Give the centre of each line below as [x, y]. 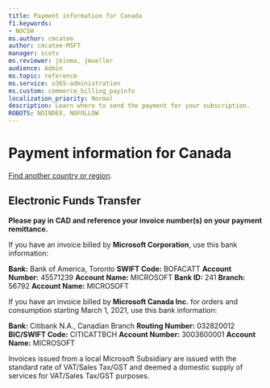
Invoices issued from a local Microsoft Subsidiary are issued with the [123, 358]
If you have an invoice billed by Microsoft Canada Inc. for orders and [123, 301]
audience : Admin [35, 69]
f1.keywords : [30, 23]
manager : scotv [34, 53]
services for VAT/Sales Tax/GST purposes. [79, 375]
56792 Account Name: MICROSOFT [69, 286]
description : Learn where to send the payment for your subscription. [129, 106]
